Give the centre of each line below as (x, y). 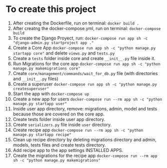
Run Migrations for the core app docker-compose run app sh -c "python (86, 63)
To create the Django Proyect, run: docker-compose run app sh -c (80, 38)
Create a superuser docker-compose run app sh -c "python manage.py (85, 84)
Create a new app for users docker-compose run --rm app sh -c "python (87, 99)
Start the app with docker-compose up (51, 93)
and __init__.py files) (35, 78)
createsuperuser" (31, 88)
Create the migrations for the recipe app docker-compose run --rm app (85, 155)
